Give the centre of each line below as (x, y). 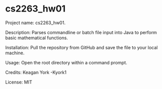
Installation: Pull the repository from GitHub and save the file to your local (82, 47)
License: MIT (19, 82)
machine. (15, 53)
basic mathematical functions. (37, 38)
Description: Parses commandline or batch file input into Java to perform (81, 32)
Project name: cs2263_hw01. (35, 23)
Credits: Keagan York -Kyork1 (36, 72)
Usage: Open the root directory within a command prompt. (66, 62)
